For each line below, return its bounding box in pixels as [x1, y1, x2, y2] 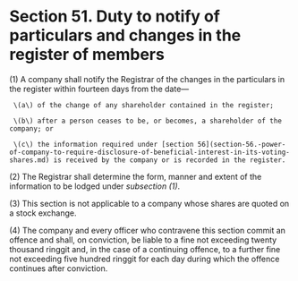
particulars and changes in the [9, 25, 242, 46]
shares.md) [9, 155, 50, 165]
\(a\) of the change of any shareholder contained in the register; [13, 100, 275, 109]
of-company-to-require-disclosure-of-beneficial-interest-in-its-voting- [9, 148, 291, 157]
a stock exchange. [9, 208, 78, 218]
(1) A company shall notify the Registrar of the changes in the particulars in [9, 73, 285, 84]
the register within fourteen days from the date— [9, 83, 190, 94]
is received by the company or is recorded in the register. [53, 155, 286, 165]
